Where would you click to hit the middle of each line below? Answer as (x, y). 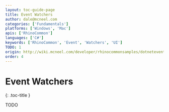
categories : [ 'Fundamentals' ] (37, 24)
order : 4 (14, 57)
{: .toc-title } (18, 95)
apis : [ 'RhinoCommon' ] (29, 33)
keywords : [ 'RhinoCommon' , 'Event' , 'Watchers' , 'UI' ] (64, 43)
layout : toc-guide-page (30, 10)
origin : (13, 52)
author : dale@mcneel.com (31, 19)
